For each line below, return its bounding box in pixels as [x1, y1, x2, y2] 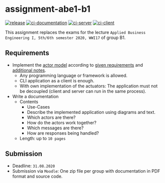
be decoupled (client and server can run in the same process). [19, 88, 146, 94]
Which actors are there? [27, 114, 76, 120]
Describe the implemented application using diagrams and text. [27, 109, 156, 115]
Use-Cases [27, 104, 50, 110]
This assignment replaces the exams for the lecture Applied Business [5, 29, 146, 35]
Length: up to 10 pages [19, 135, 66, 141]
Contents [19, 99, 38, 105]
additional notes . [12, 67, 46, 73]
